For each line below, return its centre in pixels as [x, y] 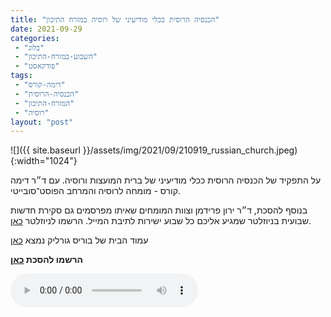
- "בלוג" [29, 47]
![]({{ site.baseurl [45, 150]
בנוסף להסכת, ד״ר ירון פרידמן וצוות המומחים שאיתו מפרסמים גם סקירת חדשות [159, 210]
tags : [21, 76]
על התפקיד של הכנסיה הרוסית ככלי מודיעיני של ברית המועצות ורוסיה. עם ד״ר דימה [166, 180]
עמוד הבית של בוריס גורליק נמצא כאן [79, 240]
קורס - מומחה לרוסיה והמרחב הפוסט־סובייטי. [95, 191]
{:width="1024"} [44, 161]
